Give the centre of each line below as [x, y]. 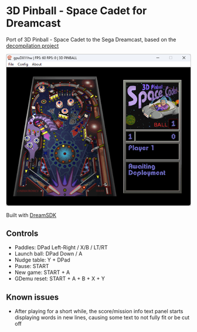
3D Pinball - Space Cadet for [77, 11]
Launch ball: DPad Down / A [48, 254]
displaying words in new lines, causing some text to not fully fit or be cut [102, 317]
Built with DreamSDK [31, 215]
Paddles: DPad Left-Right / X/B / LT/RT [61, 248]
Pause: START [32, 266]
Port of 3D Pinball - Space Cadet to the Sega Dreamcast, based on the [91, 39]
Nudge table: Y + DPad [42, 260]
